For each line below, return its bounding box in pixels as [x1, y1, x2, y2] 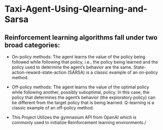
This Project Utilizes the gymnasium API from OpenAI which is [11, 114, 137, 120]
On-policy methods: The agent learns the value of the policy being [11, 54, 145, 60]
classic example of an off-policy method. [11, 105, 94, 110]
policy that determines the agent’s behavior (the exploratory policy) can [11, 94, 156, 100]
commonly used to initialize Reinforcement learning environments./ [11, 120, 146, 125]
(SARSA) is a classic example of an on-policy [67, 69, 158, 75]
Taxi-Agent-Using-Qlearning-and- [4, 3, 147, 15]
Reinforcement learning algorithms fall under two [4, 33, 158, 42]
